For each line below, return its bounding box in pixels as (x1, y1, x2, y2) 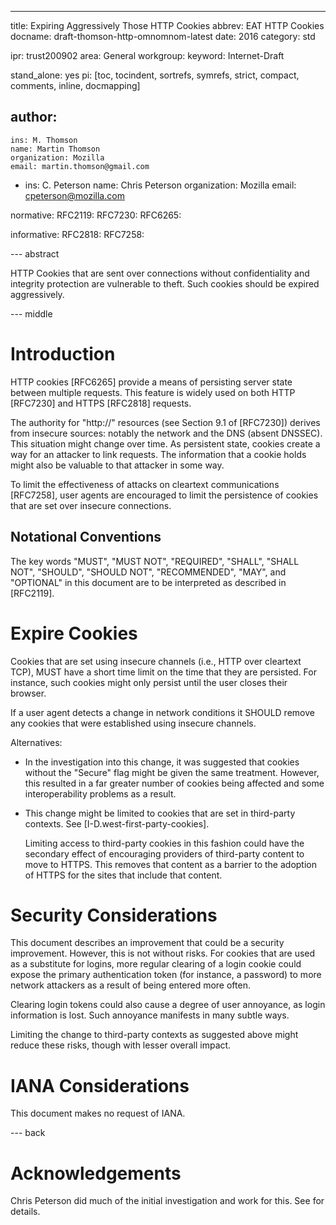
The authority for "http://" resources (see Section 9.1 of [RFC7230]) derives (10, 416, 321, 428)
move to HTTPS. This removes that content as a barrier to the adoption (24, 858, 318, 870)
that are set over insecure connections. (10, 499, 172, 511)
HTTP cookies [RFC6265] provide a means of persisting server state (10, 376, 293, 388)
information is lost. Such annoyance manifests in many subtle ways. (10, 1009, 290, 1021)
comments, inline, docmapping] (10, 80, 141, 91)
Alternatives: (10, 736, 63, 748)
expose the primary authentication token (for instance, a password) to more (10, 969, 322, 981)
